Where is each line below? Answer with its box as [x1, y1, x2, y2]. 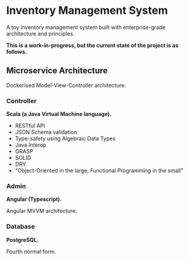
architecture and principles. [6, 30, 75, 37]
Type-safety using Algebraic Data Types [14, 135, 116, 142]
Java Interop [14, 141, 46, 148]
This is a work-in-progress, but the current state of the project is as [6, 42, 179, 49]
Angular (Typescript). [6, 195, 62, 203]
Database [6, 223, 35, 231]
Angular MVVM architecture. [6, 208, 77, 215]
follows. [6, 48, 27, 55]
